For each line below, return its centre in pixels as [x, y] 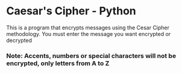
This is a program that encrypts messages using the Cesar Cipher [88, 28]
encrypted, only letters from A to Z [58, 63]
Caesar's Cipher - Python [71, 11]
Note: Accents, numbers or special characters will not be [91, 56]
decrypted [19, 40]
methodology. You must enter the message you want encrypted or [89, 34]
